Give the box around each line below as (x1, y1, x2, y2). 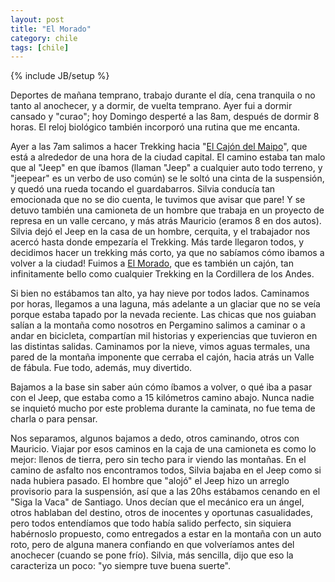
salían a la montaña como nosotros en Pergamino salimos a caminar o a (10, 319, 306, 331)
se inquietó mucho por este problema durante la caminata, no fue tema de (10, 402, 316, 415)
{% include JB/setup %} (10, 70, 110, 82)
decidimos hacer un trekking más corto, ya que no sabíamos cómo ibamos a (10, 247, 325, 259)
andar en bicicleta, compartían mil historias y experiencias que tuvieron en (10, 330, 318, 342)
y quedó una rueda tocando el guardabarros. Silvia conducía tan (10, 183, 276, 195)
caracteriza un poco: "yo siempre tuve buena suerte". (10, 560, 232, 572)
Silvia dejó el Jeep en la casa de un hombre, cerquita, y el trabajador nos (10, 226, 311, 238)
